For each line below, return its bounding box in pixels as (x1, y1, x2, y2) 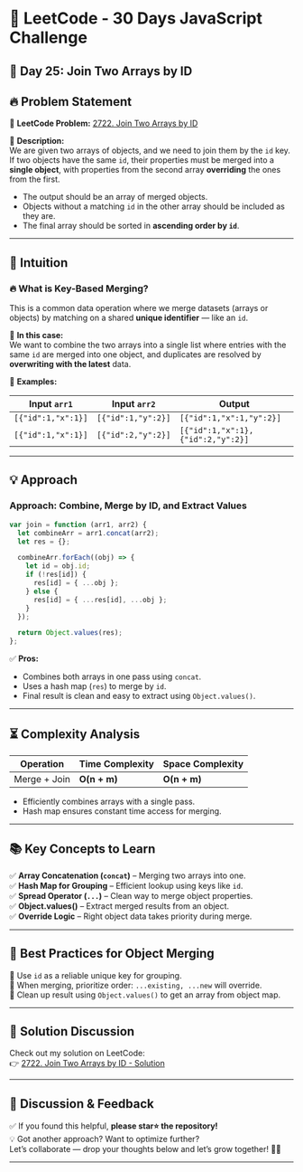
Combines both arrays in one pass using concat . (22, 671, 202, 682)
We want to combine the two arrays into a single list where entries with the (9, 339, 287, 351)
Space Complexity (162, 757, 244, 770)
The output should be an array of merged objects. (22, 192, 208, 203)
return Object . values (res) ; (17, 629, 124, 638)
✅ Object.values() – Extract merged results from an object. (9, 900, 230, 912)
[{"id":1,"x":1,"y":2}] (179, 413, 281, 423)
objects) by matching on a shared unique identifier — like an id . (9, 312, 249, 324)
